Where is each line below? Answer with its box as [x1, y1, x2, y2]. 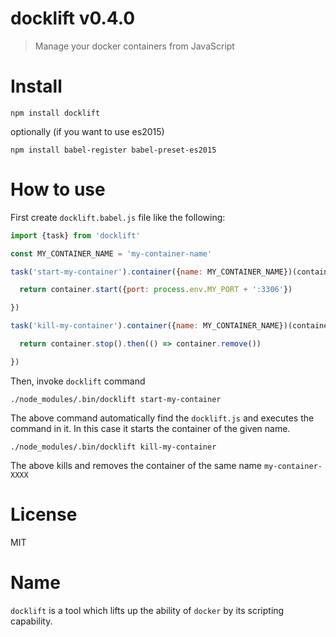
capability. [10, 615, 53, 627]
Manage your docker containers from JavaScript [34, 40, 235, 52]
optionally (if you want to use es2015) [10, 125, 165, 137]
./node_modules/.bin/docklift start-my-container [10, 394, 222, 404]
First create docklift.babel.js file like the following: [10, 211, 226, 223]
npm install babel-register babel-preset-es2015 [10, 145, 217, 155]
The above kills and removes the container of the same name [10, 459, 262, 471]
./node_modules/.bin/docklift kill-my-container [10, 442, 217, 452]
